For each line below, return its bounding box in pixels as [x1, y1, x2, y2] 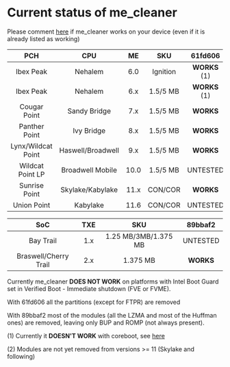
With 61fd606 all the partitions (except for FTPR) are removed [7, 298, 181, 306]
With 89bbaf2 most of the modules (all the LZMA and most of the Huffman [7, 311, 217, 319]
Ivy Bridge [73, 125, 106, 135]
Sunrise [19, 180, 44, 190]
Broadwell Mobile [61, 165, 118, 175]
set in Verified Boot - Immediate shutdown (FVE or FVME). [7, 284, 171, 292]
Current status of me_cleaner [7, 5, 178, 21]
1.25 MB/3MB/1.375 [105, 231, 173, 241]
